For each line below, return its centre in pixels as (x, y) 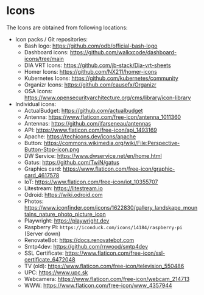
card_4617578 (42, 175)
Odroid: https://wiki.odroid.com (63, 194)
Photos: (34, 201)
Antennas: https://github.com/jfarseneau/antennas (87, 123)
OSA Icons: (38, 91)
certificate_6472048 (50, 259)
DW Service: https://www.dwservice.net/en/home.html (93, 155)
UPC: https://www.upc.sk (56, 272)
